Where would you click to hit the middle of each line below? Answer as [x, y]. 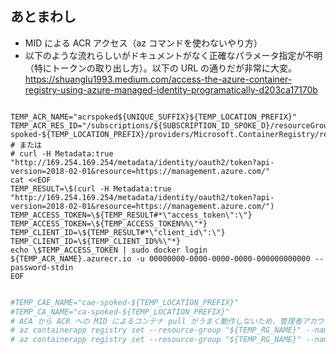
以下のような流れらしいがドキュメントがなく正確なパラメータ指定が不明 [173, 55]
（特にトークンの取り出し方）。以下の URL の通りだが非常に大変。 [161, 68]
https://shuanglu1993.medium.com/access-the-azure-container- [158, 79]
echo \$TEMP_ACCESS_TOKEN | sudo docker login [109, 250]
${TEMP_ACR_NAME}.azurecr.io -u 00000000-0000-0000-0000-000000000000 [160, 258]
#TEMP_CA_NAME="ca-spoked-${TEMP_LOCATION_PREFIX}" [120, 312]
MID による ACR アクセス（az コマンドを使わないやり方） [143, 43]
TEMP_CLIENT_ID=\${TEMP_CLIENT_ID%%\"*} [96, 241]
